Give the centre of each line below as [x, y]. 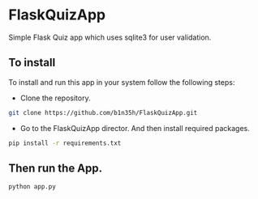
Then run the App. [56, 168]
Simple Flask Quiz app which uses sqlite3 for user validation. [110, 37]
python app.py [32, 187]
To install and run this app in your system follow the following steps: [122, 82]
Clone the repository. [55, 98]
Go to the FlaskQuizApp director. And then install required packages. [135, 128]
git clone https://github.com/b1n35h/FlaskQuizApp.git [103, 112]
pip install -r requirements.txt [65, 143]
